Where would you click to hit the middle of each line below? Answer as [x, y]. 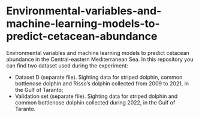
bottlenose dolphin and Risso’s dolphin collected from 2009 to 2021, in [102, 83]
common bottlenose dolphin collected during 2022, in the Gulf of [95, 102]
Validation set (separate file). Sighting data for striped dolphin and [96, 96]
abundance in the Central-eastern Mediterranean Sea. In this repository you [100, 59]
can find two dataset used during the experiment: [67, 65]
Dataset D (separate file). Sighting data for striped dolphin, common [99, 77]
